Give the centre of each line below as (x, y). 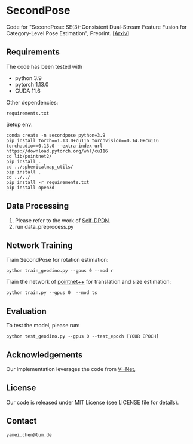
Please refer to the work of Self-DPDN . (62, 220)
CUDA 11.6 (27, 91)
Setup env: (19, 124)
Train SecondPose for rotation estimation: (57, 260)
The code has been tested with (44, 66)
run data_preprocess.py (44, 226)
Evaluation (26, 311)
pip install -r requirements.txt (48, 182)
